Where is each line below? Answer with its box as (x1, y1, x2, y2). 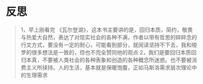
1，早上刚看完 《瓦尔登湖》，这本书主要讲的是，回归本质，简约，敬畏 (20, 26, 193, 33)
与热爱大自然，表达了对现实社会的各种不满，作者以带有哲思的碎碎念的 (20, 33, 198, 40)
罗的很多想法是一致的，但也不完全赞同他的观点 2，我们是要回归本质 (20, 48, 191, 56)
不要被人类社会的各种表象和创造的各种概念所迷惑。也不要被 (41, 56, 192, 63)
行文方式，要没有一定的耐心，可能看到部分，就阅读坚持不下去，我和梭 (20, 41, 198, 48)
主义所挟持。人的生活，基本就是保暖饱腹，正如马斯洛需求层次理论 (26, 63, 192, 71)
